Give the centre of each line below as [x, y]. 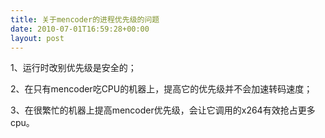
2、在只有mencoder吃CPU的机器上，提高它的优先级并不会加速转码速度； [161, 89]
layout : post [37, 38]
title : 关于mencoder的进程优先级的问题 [85, 19]
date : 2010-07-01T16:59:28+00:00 [80, 29]
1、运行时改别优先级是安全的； [73, 68]
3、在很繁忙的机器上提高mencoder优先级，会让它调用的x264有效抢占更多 [163, 110]
